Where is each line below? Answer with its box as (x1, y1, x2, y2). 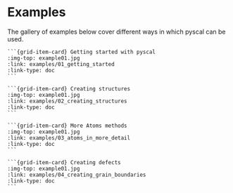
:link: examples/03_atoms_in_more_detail (7, 134, 131, 141)
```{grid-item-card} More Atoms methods (7, 122, 128, 129)
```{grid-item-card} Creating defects (7, 159, 121, 166)
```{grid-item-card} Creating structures (7, 85, 131, 92)
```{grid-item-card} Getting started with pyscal (7, 48, 156, 55)
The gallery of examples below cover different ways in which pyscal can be (7, 27, 227, 36)
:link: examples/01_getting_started (7, 60, 115, 67)
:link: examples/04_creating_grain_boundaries (7, 171, 146, 178)
